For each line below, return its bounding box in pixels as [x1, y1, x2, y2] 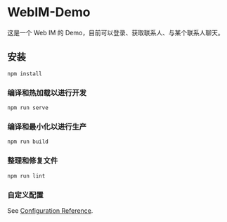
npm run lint [7, 172, 46, 180]
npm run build [7, 138, 49, 145]
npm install [7, 70, 42, 78]
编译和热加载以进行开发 [7, 87, 86, 97]
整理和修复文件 [7, 156, 58, 166]
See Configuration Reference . [7, 206, 93, 215]
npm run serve [7, 104, 49, 111]
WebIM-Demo [7, 4, 91, 20]
